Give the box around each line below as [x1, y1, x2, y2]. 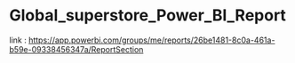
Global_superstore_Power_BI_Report [9, 5, 287, 26]
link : [9, 35, 27, 45]
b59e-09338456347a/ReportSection [9, 43, 144, 54]
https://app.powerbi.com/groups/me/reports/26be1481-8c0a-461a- [28, 35, 275, 45]
